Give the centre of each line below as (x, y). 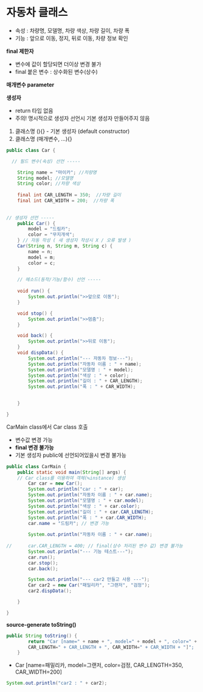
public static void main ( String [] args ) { (72, 472)
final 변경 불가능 (34, 447)
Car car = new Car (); (56, 483)
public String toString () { (42, 636)
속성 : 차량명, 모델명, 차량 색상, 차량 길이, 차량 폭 (72, 30)
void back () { (35, 336)
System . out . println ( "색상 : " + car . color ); (84, 506)
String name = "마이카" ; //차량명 (57, 172)
